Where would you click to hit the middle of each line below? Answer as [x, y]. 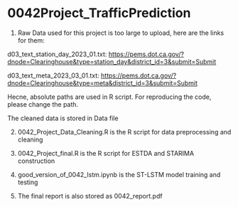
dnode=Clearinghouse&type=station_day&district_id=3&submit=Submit [112, 61]
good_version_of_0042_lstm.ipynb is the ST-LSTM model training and [119, 174]
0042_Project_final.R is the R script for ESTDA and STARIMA [106, 153]
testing [28, 182]
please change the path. [43, 104]
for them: [31, 40]
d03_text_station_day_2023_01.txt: [57, 54]
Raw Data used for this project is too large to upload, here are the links [121, 33]
